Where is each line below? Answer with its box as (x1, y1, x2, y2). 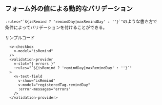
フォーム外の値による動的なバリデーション (5, 4, 133, 13)
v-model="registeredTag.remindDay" (18, 82, 91, 87)
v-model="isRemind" (14, 48, 54, 53)
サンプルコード (5, 34, 35, 40)
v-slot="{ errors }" (14, 61, 56, 66)
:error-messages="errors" (18, 87, 71, 91)
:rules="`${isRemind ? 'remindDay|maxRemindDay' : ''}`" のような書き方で (5, 18, 158, 24)
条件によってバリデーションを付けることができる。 (5, 24, 107, 30)
